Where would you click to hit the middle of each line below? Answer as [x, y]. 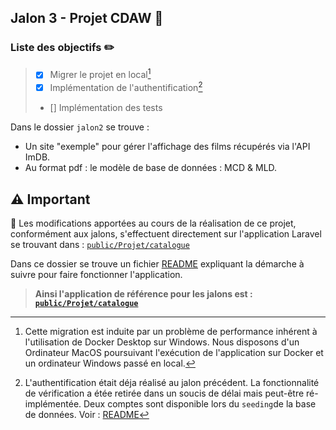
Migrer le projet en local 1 [100, 74]
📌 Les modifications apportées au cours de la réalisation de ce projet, [153, 223]
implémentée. [53, 403]
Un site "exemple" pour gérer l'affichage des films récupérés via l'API [167, 147]
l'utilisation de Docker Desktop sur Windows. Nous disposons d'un [162, 342]
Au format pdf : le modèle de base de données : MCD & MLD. [151, 168]
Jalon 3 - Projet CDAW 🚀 [87, 18]
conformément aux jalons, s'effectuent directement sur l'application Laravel [166, 233]
